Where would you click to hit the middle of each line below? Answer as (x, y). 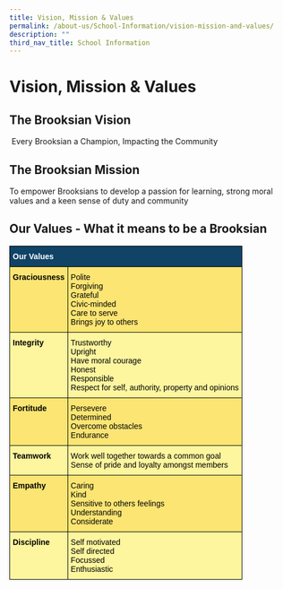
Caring (82, 485)
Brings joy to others (104, 322)
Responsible (92, 378)
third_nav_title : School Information (80, 43)
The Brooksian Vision (70, 120)
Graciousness (39, 277)
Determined (91, 417)
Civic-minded (93, 304)
